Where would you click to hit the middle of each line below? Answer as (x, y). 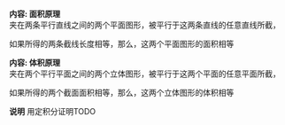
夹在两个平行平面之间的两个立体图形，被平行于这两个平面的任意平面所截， (145, 74)
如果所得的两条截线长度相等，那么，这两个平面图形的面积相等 (122, 44)
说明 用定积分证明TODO (53, 111)
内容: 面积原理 (35, 14)
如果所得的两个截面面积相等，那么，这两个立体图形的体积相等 (122, 93)
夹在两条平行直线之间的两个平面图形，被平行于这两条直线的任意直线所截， (145, 25)
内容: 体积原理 (35, 62)
